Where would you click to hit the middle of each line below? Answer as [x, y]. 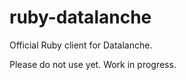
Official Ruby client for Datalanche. [81, 45]
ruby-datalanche [80, 17]
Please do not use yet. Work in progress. [93, 64]
